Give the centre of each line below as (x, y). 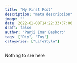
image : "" (15, 19)
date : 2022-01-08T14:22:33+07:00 (39, 23)
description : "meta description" (39, 14)
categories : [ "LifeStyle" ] (32, 42)
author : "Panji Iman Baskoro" (36, 32)
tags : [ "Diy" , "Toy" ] (27, 37)
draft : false (18, 28)
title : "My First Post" (29, 10)
